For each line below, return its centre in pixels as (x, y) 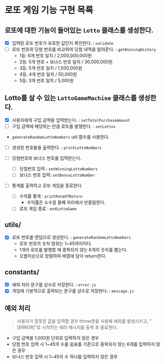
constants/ (22, 272)
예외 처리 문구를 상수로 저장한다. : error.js (54, 285)
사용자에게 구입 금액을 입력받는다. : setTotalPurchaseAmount (71, 120)
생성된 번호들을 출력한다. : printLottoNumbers (57, 148)
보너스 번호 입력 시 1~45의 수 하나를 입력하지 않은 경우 (65, 357)
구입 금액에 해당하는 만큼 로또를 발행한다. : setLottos (64, 126)
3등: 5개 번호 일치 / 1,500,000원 (51, 68)
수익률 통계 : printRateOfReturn (51, 196)
